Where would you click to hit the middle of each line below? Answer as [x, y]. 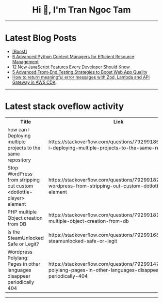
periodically [21, 282]
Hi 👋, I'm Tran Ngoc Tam [81, 10]
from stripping [24, 180]
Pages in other [24, 264]
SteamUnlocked [26, 238]
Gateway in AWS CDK [34, 82]
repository [19, 160]
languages [19, 270]
